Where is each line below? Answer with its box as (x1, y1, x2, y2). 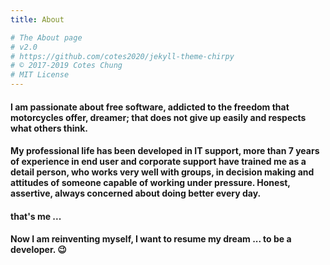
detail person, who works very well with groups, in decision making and (10, 166, 315, 178)
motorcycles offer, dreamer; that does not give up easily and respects (10, 111, 307, 123)
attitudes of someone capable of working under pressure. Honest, (10, 177, 291, 189)
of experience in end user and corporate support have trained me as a (10, 156, 307, 168)
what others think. (10, 122, 89, 134)
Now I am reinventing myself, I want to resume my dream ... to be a (10, 233, 292, 245)
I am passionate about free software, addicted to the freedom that (10, 101, 290, 113)
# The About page (10, 32, 83, 43)
